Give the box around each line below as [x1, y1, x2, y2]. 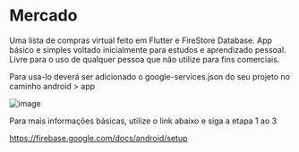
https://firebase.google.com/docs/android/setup [9, 132, 188, 143]
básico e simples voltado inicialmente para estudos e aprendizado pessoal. [9, 44, 286, 55]
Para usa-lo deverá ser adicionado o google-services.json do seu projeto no [9, 71, 291, 81]
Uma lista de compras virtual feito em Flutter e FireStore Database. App [9, 35, 273, 46]
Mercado [9, 5, 78, 26]
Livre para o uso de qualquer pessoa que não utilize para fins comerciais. [9, 54, 280, 64]
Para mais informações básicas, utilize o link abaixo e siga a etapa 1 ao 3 [9, 115, 278, 126]
